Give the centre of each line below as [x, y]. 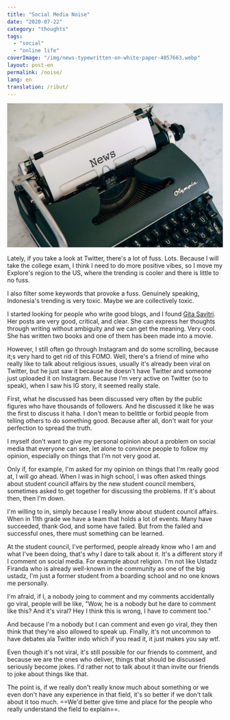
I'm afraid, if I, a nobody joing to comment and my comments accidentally [111, 597]
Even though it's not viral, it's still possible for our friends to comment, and [112, 652]
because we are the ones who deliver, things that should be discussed [106, 660]
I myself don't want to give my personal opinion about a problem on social [111, 442]
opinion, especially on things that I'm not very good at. [84, 456]
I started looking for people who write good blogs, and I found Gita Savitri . [112, 314]
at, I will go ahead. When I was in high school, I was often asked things [107, 477]
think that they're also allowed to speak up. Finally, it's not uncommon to [109, 632]
